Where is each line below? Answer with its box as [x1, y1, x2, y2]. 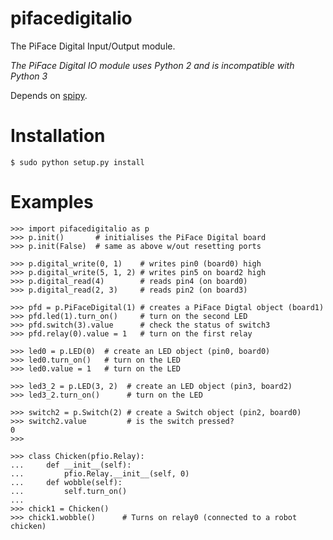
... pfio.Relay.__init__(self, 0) [10, 468, 190, 479]
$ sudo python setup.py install [10, 157, 145, 167]
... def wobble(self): [10, 477, 123, 487]
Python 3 [10, 70, 48, 82]
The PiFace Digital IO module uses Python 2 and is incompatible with [10, 59, 295, 71]
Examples [10, 191, 94, 214]
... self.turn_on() [10, 486, 128, 496]
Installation [10, 125, 106, 147]
